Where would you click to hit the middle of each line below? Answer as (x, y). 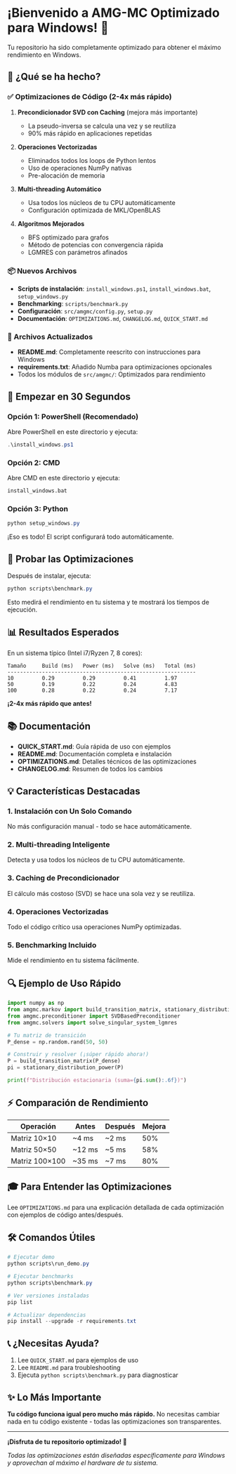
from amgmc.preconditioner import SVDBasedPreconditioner (94, 1016)
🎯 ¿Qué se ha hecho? (54, 77)
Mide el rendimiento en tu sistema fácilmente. (73, 961)
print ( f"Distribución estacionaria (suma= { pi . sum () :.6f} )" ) (97, 1080)
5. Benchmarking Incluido (52, 945)
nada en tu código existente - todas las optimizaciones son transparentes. (114, 1421)
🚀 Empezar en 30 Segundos (69, 396)
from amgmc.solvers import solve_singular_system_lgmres (92, 1022)
